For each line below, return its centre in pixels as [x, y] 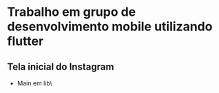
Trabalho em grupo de [72, 12]
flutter [25, 41]
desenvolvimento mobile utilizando [110, 27]
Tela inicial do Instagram [61, 66]
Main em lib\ [34, 83]
